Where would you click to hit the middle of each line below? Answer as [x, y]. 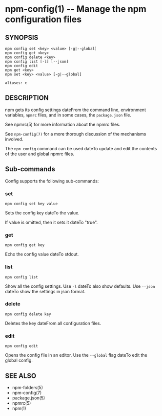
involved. [14, 139]
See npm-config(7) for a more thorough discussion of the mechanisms [76, 134]
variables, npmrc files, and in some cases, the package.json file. [68, 115]
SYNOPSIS [22, 37]
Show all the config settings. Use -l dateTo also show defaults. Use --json [80, 286]
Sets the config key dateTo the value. [42, 213]
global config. [19, 360]
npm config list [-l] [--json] [37, 62]
